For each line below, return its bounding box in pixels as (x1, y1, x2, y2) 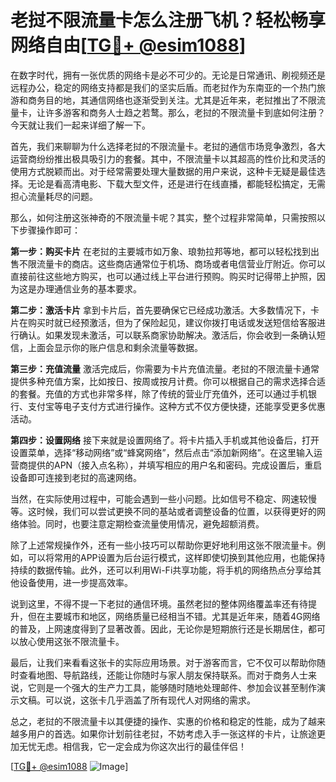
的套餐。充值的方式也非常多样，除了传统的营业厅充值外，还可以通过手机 (10, 387, 308, 400)
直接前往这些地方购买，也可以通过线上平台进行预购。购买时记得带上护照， (10, 270, 317, 282)
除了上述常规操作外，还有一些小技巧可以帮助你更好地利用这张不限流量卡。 (10, 539, 317, 551)
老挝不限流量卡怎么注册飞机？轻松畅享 (10, 9, 327, 32)
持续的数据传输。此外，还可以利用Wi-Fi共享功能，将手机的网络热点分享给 (10, 564, 313, 576)
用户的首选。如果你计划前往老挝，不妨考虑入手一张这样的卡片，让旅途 (27, 727, 317, 740)
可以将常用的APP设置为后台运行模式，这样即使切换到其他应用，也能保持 (27, 551, 326, 563)
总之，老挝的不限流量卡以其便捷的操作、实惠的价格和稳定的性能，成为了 (10, 715, 308, 727)
